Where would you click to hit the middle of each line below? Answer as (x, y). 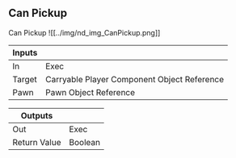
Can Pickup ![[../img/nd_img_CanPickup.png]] (84, 32)
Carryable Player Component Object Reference (135, 79)
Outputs (37, 115)
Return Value (37, 142)
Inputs (25, 52)
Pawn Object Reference (91, 92)
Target (25, 79)
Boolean (84, 142)
